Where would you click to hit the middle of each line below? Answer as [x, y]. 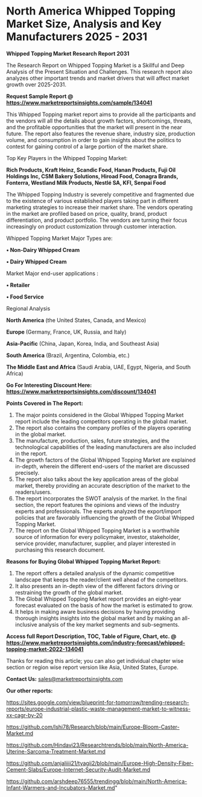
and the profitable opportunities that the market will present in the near [94, 127]
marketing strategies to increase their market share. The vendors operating [99, 207]
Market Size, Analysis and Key [84, 24]
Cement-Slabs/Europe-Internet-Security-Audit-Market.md [78, 769]
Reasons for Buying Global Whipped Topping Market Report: [84, 561]
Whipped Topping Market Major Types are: [59, 238]
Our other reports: [30, 691]
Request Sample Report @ [40, 96]
